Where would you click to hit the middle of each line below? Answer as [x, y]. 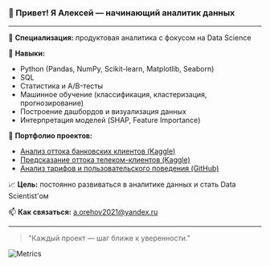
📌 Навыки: [27, 53]
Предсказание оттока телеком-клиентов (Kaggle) [105, 160]
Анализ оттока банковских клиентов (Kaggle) [98, 151]
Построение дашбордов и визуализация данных [103, 112]
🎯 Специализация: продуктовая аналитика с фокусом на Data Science [130, 38]
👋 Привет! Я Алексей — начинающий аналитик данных [122, 13]
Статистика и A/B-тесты [61, 86]
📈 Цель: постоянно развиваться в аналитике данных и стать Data [122, 185]
